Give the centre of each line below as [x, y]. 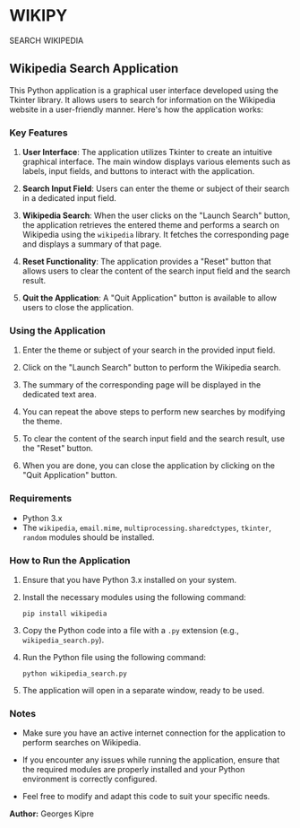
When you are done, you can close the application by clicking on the [149, 466]
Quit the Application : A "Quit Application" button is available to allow [150, 298]
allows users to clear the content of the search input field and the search [156, 271]
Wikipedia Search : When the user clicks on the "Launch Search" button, [156, 215]
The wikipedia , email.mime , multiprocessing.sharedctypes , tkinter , [146, 527]
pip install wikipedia [64, 614]
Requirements [41, 499]
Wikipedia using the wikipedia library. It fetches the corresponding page [155, 235]
